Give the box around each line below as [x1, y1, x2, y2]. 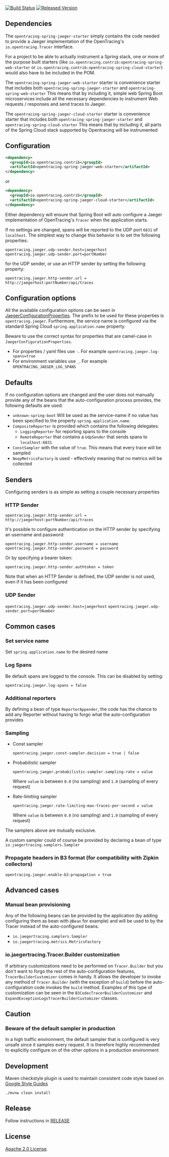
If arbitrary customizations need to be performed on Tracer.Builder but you [5, 962, 163, 969]
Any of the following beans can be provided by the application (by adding [5, 912, 158, 919]
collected [12, 461, 32, 467]
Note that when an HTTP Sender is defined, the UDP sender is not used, [5, 573, 155, 580]
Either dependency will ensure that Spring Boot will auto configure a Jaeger [5, 211, 162, 217]
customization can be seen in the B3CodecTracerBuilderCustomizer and [5, 989, 152, 995]
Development [5, 1062, 49, 1070]
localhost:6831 [20, 440, 52, 445]
